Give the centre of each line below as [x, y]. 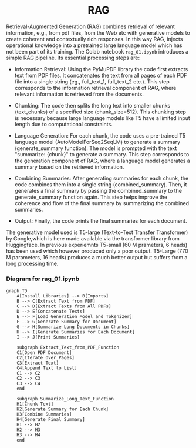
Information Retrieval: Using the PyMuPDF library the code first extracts [101, 69]
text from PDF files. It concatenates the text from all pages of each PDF [101, 75]
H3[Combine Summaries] [44, 414]
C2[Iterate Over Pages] [46, 358]
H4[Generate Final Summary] [51, 420]
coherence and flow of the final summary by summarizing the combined [102, 203]
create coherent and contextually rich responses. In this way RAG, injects [94, 39]
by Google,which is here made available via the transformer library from [93, 238]
